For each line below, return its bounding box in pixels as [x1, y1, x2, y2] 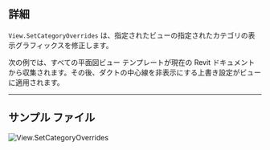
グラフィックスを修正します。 [14, 40, 113, 50]
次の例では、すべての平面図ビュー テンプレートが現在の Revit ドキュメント [8, 57, 256, 67]
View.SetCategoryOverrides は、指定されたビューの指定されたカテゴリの [8, 30, 248, 40]
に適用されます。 [8, 77, 64, 87]
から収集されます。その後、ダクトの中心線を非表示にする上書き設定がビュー [8, 67, 261, 77]
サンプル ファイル [8, 111, 96, 124]
